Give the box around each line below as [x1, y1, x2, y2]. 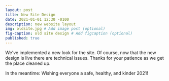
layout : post [5, 7, 33, 13]
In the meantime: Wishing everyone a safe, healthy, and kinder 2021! [5, 70, 148, 76]
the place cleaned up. [5, 60, 51, 66]
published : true [5, 36, 40, 41]
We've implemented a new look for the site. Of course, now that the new [5, 49, 156, 56]
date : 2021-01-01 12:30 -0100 [5, 17, 70, 22]
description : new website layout [5, 21, 76, 27]
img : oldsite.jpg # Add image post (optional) [5, 26, 106, 31]
